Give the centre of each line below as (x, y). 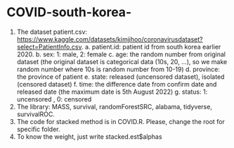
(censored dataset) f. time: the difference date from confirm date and (117, 84)
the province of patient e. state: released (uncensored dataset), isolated (121, 76)
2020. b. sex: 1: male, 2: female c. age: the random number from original (121, 54)
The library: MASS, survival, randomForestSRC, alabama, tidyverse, (114, 106)
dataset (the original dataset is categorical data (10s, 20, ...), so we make (122, 61)
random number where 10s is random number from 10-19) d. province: (118, 69)
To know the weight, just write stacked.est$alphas (89, 136)
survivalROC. (36, 114)
